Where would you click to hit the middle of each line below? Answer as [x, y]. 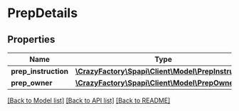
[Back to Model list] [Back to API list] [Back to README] [89, 100]
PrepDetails [43, 13]
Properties [31, 39]
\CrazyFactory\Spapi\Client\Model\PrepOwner [156, 83]
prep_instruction [40, 71]
